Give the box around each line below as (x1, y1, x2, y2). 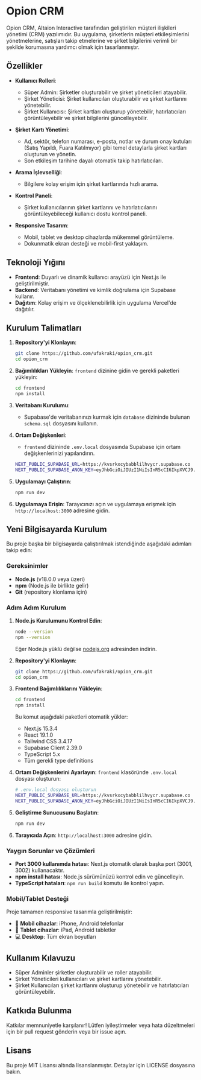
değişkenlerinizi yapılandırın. (23, 449, 95, 457)
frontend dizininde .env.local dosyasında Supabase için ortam (23, 443, 181, 450)
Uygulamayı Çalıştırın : (14, 478, 72, 485)
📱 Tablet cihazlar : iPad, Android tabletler (14, 926, 116, 933)
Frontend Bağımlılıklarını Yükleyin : (14, 685, 103, 692)
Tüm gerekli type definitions (23, 757, 94, 764)
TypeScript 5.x (23, 751, 60, 758)
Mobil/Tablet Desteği (6, 894, 69, 903)
